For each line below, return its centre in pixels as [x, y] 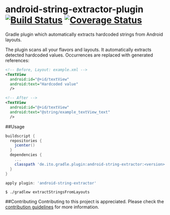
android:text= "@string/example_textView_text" [60, 112]
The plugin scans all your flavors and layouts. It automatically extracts [78, 49]
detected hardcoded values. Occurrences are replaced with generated [79, 55]
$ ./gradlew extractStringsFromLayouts [48, 192]
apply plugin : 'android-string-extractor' [51, 183]
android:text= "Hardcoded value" [44, 84]
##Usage [15, 126]
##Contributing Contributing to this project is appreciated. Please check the [85, 202]
